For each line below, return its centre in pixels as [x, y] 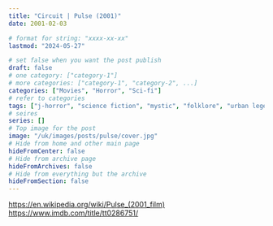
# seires [23, 113]
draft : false [30, 68]
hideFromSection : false [49, 181]
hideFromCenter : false [47, 151]
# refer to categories [47, 98]
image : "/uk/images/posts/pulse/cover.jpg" [83, 136]
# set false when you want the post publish [85, 61]
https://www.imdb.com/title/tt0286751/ [74, 213]
